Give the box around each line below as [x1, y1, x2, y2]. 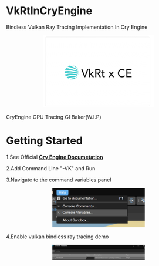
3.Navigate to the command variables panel [6, 176, 111, 183]
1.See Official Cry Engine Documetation [6, 153, 104, 160]
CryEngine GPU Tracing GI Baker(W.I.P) [6, 113, 102, 120]
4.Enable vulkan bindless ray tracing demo [6, 233, 109, 240]
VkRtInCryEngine [6, 4, 93, 18]
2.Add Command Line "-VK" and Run [6, 164, 96, 171]
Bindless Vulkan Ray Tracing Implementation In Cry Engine [6, 23, 148, 31]
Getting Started [6, 134, 83, 147]
